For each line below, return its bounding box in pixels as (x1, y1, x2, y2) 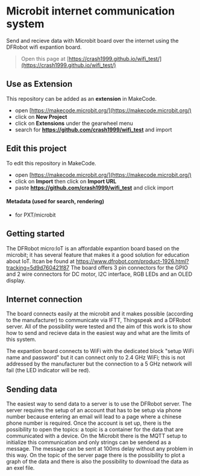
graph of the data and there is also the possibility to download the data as (6, 458, 189, 465)
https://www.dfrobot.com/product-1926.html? (76, 258, 189, 265)
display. (6, 276, 26, 284)
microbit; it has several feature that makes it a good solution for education (6, 251, 190, 258)
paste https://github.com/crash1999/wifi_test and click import (14, 184, 173, 191)
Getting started (6, 229, 65, 239)
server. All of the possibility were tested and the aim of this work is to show (6, 323, 193, 330)
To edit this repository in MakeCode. (6, 159, 96, 167)
